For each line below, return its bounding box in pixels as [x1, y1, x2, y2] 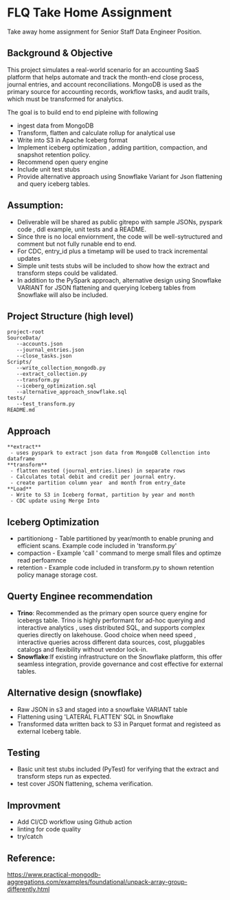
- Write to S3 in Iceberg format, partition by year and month [10, 492, 195, 499]
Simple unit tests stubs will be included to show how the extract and [16, 261, 210, 270]
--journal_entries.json [16, 346, 84, 354]
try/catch [16, 832, 43, 841]
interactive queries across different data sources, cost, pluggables [16, 638, 205, 646]
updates [16, 254, 41, 262]
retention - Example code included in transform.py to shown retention [16, 564, 214, 571]
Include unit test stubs [16, 165, 80, 173]
